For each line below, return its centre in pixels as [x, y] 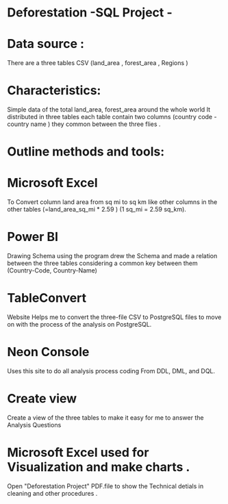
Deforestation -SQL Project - [90, 13]
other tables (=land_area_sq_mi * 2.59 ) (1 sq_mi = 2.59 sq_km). [97, 210]
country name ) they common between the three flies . [84, 124]
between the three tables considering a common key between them [103, 263]
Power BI [33, 237]
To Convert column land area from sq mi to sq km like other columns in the [112, 202]
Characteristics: [54, 91]
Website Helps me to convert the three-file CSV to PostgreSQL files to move [114, 317]
